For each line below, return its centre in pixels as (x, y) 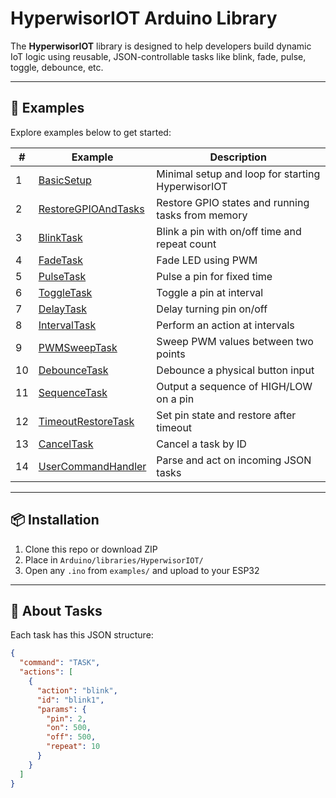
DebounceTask (73, 370)
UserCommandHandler (92, 466)
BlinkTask (60, 237)
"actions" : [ (46, 672)
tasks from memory (202, 215)
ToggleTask (65, 292)
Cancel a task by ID (201, 444)
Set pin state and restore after (226, 415)
